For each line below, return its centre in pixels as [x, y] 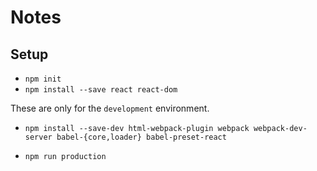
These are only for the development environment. [110, 108]
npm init [43, 79]
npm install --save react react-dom [101, 90]
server [38, 137]
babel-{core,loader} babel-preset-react [141, 137]
